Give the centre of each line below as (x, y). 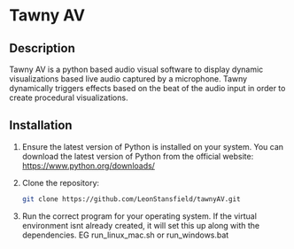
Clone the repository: (61, 183)
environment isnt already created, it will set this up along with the (141, 225)
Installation (41, 125)
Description (42, 48)
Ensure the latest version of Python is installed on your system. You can (153, 146)
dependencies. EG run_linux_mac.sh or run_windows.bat (125, 235)
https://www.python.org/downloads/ (88, 166)
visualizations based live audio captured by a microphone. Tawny (128, 79)
